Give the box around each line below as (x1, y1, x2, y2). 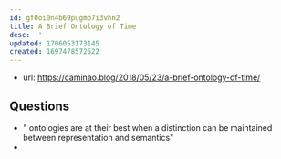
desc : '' (9, 30, 43, 39)
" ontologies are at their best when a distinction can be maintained (22, 122, 273, 133)
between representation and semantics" (22, 132, 174, 143)
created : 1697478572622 (9, 47, 100, 56)
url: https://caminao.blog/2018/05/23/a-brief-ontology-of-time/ (22, 72, 261, 83)
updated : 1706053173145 (9, 38, 100, 48)
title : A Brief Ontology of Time (9, 22, 137, 31)
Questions (9, 98, 70, 114)
